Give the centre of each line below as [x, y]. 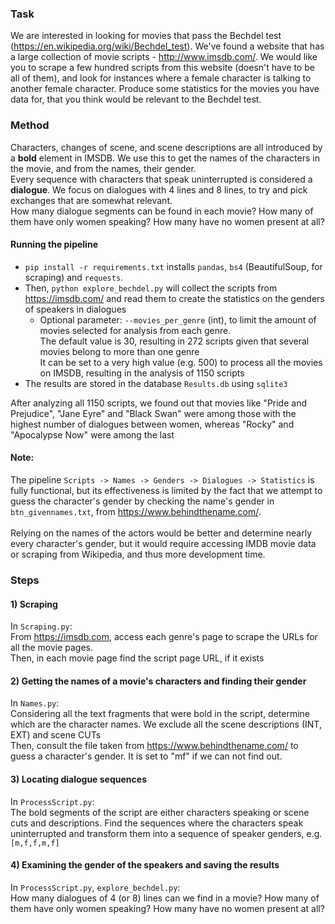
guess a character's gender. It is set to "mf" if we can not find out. [146, 756]
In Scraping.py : [41, 626]
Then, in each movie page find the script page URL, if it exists [137, 658]
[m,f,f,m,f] [35, 843]
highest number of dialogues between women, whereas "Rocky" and [152, 424]
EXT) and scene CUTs [56, 735]
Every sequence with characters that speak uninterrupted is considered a [161, 179]
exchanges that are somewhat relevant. [91, 200]
